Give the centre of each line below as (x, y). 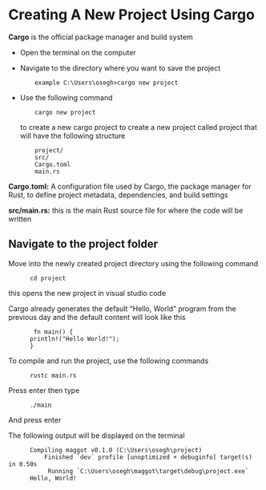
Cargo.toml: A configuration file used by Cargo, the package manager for (130, 186)
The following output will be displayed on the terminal (97, 435)
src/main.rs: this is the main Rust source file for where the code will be (126, 210)
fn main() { (53, 332)
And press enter (35, 419)
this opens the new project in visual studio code (87, 293)
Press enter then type (44, 390)
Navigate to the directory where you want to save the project (120, 68)
